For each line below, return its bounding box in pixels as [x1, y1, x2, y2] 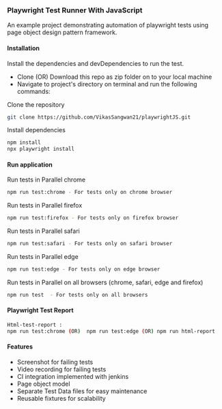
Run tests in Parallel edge [7, 252, 79, 260]
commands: [16, 87, 51, 95]
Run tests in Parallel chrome [7, 175, 86, 184]
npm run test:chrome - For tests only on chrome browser [7, 189, 173, 196]
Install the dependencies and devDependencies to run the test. [7, 59, 184, 67]
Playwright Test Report [7, 306, 74, 314]
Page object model [16, 380, 70, 388]
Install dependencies [7, 126, 66, 134]
